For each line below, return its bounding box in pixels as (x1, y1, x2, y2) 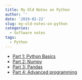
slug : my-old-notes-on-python (5, 21, 68, 26)
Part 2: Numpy (12, 58, 42, 65)
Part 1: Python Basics (12, 53, 56, 59)
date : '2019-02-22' (5, 16, 46, 21)
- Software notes (9, 30, 46, 35)
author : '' (5, 12, 28, 17)
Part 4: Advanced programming (12, 69, 78, 75)
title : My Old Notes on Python (5, 7, 70, 12)
